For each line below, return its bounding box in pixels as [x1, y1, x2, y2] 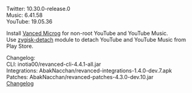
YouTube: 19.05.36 [6, 18, 53, 25]
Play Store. [6, 42, 33, 50]
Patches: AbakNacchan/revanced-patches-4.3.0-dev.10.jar [6, 74, 154, 80]
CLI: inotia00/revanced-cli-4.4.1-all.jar [6, 60, 101, 68]
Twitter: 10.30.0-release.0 [6, 5, 71, 12]
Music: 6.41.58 [6, 11, 43, 19]
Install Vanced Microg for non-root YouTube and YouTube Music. [6, 30, 168, 37]
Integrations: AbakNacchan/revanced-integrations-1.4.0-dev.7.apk [6, 67, 172, 74]
